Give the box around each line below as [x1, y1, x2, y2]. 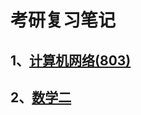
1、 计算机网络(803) [10, 52, 132, 69]
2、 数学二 [10, 89, 72, 106]
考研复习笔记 [10, 9, 117, 32]
